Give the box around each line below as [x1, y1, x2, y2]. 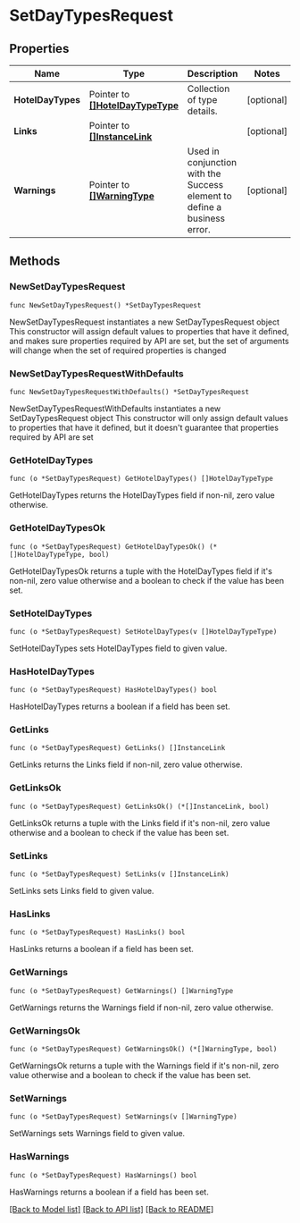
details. [187, 105, 218, 117]
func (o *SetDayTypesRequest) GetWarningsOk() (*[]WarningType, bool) [9, 1044, 278, 1053]
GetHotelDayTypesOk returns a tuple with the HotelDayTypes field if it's [9, 565, 272, 577]
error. [187, 224, 212, 235]
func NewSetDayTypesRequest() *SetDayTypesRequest [9, 300, 202, 309]
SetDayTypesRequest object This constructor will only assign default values [9, 412, 288, 423]
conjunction [187, 156, 237, 168]
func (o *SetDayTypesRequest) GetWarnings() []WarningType [9, 986, 234, 995]
